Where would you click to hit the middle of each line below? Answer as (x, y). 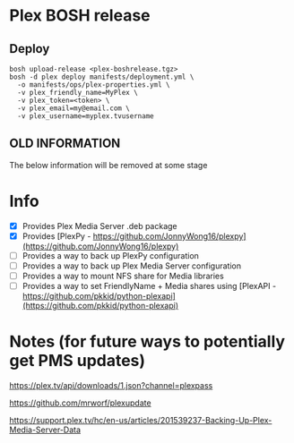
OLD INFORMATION (65, 144)
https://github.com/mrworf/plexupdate (80, 403)
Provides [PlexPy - (56, 236)
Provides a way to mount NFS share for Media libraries (123, 276)
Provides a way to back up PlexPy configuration (111, 255)
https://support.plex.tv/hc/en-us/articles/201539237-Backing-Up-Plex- (141, 421)
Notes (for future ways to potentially (147, 342)
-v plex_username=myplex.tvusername (86, 116)
